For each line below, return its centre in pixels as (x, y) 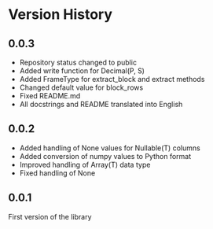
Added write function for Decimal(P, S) (82, 71)
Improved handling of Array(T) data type (85, 164)
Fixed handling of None (57, 173)
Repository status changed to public (78, 62)
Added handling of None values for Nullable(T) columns (110, 148)
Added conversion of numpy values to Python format (105, 156)
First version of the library (50, 216)
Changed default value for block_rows (81, 87)
